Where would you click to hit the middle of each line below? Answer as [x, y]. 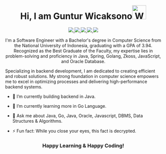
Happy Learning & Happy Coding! [83, 146]
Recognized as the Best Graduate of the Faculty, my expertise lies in [83, 51]
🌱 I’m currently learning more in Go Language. [59, 106]
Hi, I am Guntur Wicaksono [76, 16]
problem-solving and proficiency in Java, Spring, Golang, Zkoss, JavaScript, [83, 56]
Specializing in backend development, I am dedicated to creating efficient [80, 71]
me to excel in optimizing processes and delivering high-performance [76, 81]
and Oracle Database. [83, 61]
